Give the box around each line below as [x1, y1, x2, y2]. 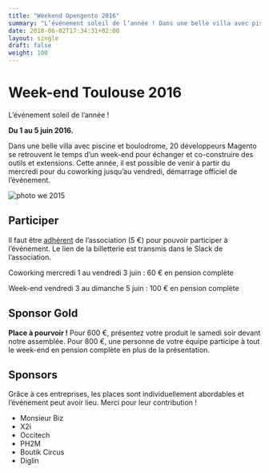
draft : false [8, 42, 52, 50]
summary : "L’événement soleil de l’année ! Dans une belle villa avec [8, 19, 249, 27]
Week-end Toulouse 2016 [8, 83, 183, 102]
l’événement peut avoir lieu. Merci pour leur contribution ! [8, 398, 198, 407]
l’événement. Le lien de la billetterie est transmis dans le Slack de [8, 244, 223, 253]
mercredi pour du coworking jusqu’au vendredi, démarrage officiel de [8, 166, 238, 176]
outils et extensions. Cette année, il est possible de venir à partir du [8, 158, 231, 168]
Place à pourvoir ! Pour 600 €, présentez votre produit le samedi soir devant [8, 328, 261, 338]
